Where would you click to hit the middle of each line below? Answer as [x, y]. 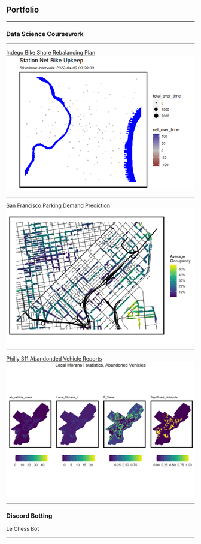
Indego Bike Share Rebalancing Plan [51, 53]
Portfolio [23, 10]
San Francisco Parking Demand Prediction [58, 205]
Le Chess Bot [23, 528]
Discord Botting [29, 516]
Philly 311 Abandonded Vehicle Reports [54, 358]
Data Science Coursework [45, 34]
